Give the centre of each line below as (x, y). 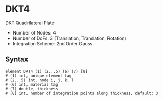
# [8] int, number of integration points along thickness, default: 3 (82, 93)
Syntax (17, 60)
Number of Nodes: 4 (34, 32)
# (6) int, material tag (32, 84)
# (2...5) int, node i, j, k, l (39, 80)
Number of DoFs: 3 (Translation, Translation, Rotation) (69, 38)
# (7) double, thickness (32, 89)
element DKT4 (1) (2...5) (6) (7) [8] (46, 71)
